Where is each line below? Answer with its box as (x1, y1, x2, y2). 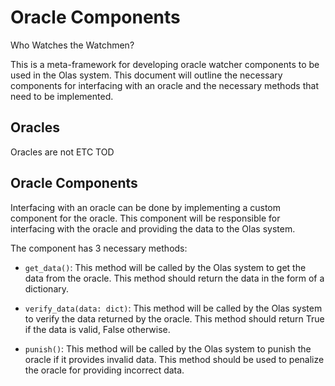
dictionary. (24, 282, 70, 295)
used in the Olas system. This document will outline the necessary (10, 69, 283, 81)
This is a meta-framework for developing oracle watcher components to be (10, 58, 320, 70)
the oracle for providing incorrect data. (24, 364, 185, 376)
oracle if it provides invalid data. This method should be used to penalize (24, 353, 325, 365)
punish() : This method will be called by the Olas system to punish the (24, 342, 312, 355)
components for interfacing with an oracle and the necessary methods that (10, 79, 319, 91)
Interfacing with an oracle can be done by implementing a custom (10, 201, 281, 213)
